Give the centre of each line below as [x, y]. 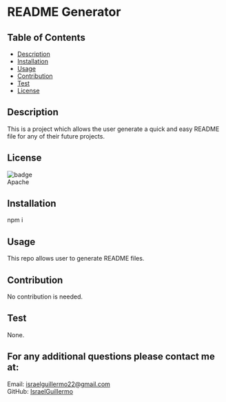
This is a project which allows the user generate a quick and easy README [113, 129]
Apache [18, 182]
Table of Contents [47, 38]
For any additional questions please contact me [111, 357]
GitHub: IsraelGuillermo [40, 391]
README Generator [64, 12]
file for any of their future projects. [56, 136]
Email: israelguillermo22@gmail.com [59, 384]
